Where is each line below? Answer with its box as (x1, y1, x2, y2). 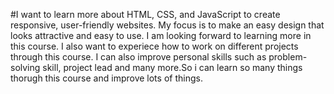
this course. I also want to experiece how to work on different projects (10, 40, 299, 52)
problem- (268, 51, 308, 63)
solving (10, 62, 41, 73)
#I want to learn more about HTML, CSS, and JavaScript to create (10, 9, 281, 20)
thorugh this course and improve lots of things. (10, 72, 203, 84)
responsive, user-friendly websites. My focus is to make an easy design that (10, 19, 325, 31)
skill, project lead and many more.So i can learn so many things (42, 62, 303, 73)
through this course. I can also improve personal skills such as (10, 51, 267, 63)
